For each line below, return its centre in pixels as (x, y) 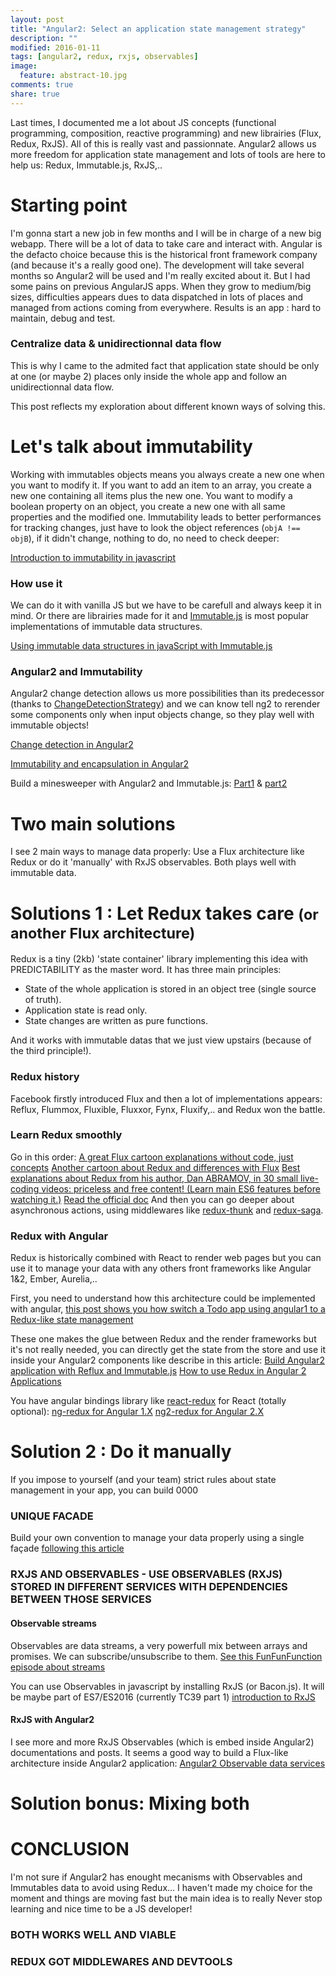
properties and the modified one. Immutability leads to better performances (166, 517)
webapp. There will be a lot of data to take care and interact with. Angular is (166, 243)
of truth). (43, 1000)
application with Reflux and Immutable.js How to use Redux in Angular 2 (158, 1371)
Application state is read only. (86, 1010)
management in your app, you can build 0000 (104, 1490)
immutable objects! (50, 725)
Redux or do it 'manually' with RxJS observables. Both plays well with (153, 862)
